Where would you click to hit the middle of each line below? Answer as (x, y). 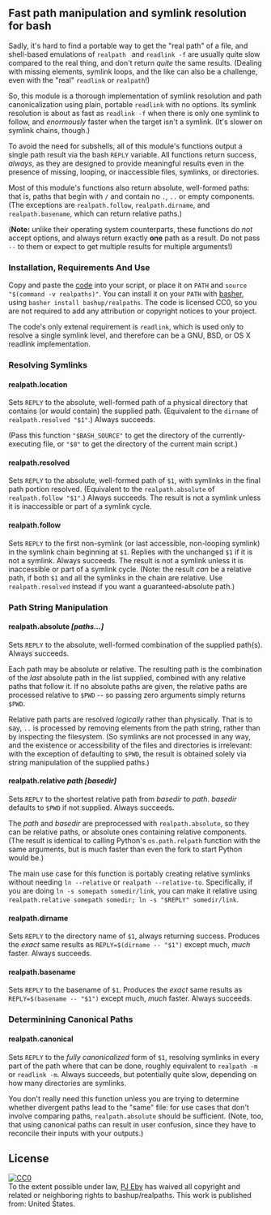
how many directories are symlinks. (68, 1083)
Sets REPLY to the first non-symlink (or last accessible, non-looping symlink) (134, 543)
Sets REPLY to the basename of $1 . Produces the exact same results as (125, 990)
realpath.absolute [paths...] (56, 627)
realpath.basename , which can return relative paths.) (95, 213)
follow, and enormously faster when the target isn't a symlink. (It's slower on (135, 122)
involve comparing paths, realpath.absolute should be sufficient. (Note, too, (136, 1116)
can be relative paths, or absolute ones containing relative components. (128, 832)
